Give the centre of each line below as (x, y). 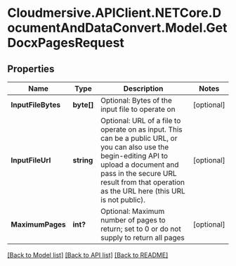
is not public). (123, 200)
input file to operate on (138, 109)
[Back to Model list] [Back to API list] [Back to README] (88, 255)
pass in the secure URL (139, 173)
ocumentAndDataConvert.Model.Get (117, 28)
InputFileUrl (31, 160)
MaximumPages (39, 224)
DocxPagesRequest (66, 43)
